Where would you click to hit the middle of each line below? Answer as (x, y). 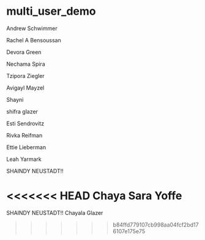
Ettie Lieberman (26, 147)
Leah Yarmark (24, 159)
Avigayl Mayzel (25, 88)
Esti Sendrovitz (25, 123)
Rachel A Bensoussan (34, 40)
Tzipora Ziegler (25, 75)
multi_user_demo (51, 11)
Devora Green (24, 52)
